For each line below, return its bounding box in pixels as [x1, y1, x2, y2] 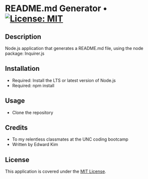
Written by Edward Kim [12, 142, 58, 147]
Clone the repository [12, 110, 53, 115]
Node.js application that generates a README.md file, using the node [5, 46, 144, 51]
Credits [5, 124, 28, 132]
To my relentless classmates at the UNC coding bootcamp [12, 136, 129, 142]
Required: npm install [12, 82, 55, 88]
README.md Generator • [5, 3, 108, 14]
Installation [5, 65, 40, 73]
